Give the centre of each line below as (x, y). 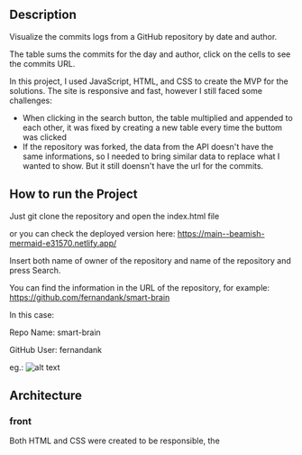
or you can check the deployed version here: (92, 233)
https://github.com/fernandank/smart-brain (90, 297)
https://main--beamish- (221, 233)
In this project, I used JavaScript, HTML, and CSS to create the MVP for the (149, 81)
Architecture (46, 396)
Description (43, 15)
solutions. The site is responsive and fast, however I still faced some (136, 90)
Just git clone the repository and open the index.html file (114, 216)
